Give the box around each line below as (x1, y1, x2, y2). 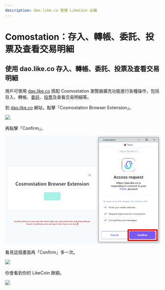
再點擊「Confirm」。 (5, 125, 46, 131)
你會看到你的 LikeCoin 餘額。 (5, 270, 64, 276)
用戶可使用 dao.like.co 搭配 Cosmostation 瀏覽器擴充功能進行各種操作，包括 (5, 88, 160, 94)
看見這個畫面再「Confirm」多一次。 (5, 249, 78, 255)
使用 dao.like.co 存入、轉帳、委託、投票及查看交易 (5, 64, 160, 73)
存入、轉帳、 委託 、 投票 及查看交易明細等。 (5, 94, 92, 100)
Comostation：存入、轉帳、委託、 (5, 31, 146, 42)
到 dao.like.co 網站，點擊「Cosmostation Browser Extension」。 (5, 104, 134, 110)
